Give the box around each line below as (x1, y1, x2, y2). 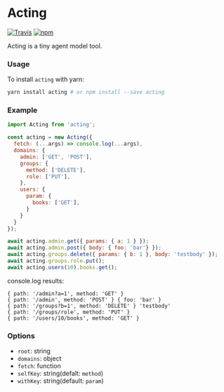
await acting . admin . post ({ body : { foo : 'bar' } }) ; (7, 244, 162, 252)
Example (7, 105, 38, 115)
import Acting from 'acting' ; (7, 121, 96, 128)
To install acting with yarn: (7, 75, 84, 83)
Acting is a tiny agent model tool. (7, 41, 103, 50)
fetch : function (17, 362, 61, 370)
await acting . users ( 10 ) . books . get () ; (7, 264, 118, 271)
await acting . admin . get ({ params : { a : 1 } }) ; (7, 238, 150, 245)
